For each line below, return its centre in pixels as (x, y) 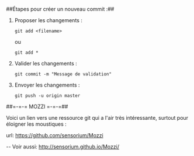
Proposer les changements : (49, 20)
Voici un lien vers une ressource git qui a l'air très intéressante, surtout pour (97, 118)
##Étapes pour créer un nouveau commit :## (60, 9)
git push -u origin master (47, 96)
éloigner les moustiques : (37, 124)
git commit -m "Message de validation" (63, 74)
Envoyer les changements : (47, 85)
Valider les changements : (46, 63)
